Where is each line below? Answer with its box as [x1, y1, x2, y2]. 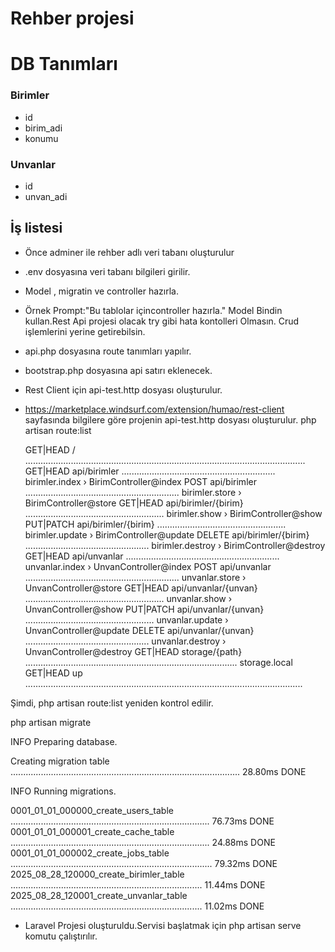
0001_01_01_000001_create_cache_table [10, 825, 175, 837]
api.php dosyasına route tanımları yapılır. [24, 345, 192, 357]
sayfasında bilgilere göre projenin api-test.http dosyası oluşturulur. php [24, 413, 317, 426]
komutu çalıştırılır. [24, 930, 98, 942]
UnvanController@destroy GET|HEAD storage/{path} [24, 645, 243, 657]
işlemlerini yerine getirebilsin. [24, 325, 146, 337]
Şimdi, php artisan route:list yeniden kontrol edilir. [10, 697, 214, 709]
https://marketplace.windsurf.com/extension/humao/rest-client [24, 403, 285, 415]
